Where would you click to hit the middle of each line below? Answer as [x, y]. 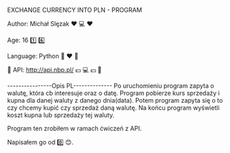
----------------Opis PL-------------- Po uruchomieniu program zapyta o [111, 86]
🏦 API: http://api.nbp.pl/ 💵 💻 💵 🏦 [55, 70]
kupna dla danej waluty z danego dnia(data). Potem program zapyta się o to [115, 100]
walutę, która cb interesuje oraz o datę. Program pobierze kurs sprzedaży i [113, 93]
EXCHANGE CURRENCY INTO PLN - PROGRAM [75, 10]
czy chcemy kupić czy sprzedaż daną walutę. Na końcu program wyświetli [113, 108]
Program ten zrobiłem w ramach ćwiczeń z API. [75, 128]
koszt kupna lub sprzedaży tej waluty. [61, 115]
